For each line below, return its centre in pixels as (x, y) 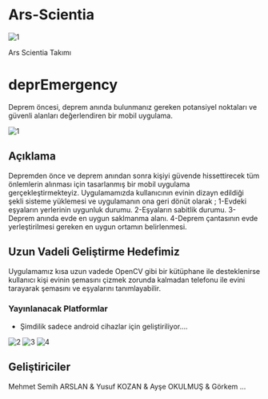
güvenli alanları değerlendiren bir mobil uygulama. (91, 115)
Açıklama (32, 157)
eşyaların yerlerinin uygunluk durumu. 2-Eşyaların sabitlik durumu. (118, 209)
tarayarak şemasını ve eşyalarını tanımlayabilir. (85, 288)
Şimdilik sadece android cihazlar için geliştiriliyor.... (104, 326)
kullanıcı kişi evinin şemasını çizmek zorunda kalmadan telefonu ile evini (127, 280)
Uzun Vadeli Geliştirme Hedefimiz (94, 252)
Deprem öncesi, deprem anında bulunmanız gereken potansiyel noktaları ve (133, 107)
